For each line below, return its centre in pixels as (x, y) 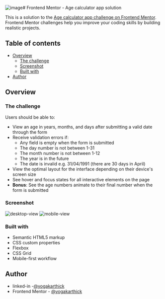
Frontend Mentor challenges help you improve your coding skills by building (83, 23)
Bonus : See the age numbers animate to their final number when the (82, 185)
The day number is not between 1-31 (57, 148)
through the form (30, 132)
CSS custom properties (36, 243)
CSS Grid (22, 253)
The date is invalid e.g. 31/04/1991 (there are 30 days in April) (82, 163)
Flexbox (20, 248)
